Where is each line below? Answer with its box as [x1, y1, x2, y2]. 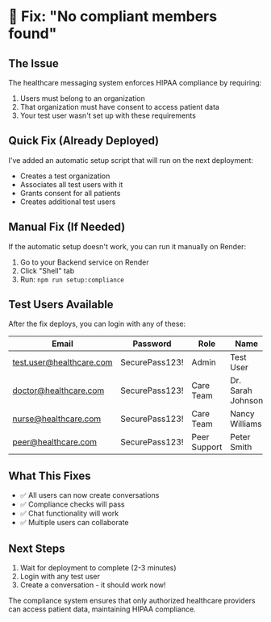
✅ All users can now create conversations [19, 491, 160, 500]
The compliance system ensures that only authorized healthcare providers [8, 596, 256, 606]
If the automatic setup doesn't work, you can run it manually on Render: [8, 241, 247, 251]
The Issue [8, 56, 59, 70]
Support [191, 441, 223, 453]
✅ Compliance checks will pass [19, 499, 125, 509]
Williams [229, 419, 262, 430]
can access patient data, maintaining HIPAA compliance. [8, 604, 196, 614]
